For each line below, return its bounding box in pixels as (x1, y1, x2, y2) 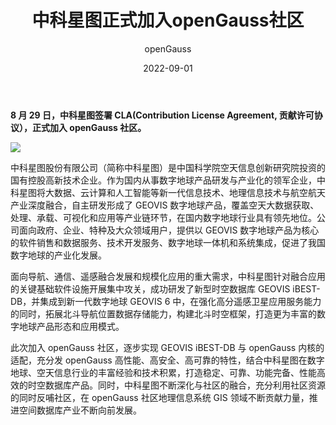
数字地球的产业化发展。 (10, 249, 107, 261)
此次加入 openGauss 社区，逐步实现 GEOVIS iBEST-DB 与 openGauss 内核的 (10, 341, 325, 353)
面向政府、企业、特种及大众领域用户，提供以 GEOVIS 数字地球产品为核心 (18, 224, 320, 236)
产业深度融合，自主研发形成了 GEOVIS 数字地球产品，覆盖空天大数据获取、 (10, 199, 320, 211)
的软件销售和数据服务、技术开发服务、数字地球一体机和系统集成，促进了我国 (10, 236, 326, 248)
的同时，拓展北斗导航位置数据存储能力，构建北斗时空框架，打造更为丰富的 (10, 307, 317, 320)
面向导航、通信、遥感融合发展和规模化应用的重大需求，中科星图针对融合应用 (10, 270, 326, 282)
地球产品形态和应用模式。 (18, 320, 125, 332)
